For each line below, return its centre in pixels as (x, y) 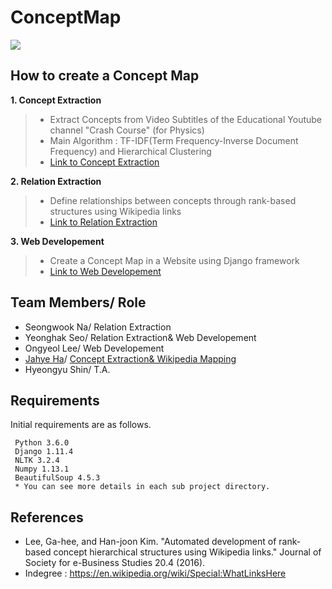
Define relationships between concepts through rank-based (173, 200)
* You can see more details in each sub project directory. (142, 487)
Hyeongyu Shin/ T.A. (67, 369)
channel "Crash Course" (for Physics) (127, 130)
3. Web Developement (57, 241)
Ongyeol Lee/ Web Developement (94, 348)
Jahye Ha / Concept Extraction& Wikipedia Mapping (130, 358)
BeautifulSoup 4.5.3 (57, 478)
